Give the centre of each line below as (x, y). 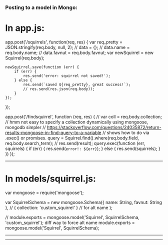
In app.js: (25, 28)
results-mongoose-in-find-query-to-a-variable (53, 132)
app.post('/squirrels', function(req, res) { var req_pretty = (64, 42)
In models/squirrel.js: (51, 179)
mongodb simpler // (25, 127)
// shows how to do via (126, 132)
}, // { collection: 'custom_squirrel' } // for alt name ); (59, 207)
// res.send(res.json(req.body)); (59, 89)
